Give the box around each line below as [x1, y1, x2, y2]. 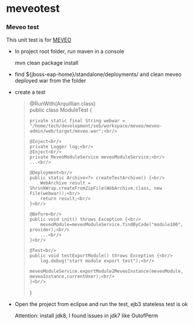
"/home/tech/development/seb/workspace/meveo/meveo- [29, 123, 163, 129]
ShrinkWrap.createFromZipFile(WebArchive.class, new [29, 186, 163, 192]
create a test [14, 88, 46, 96]
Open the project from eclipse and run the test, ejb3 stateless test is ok [14, 301, 188, 308]
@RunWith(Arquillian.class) [29, 100, 96, 107]
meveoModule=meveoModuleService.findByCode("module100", [40, 222, 183, 228]
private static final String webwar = [29, 118, 125, 124]
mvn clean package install [14, 59, 79, 66]
